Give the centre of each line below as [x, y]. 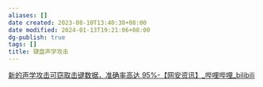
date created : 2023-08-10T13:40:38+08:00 [78, 23]
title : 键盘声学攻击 [38, 52]
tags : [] [23, 45]
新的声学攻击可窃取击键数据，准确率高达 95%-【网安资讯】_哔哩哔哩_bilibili [131, 75]
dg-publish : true [37, 37]
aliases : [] [28, 15]
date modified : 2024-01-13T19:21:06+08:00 [79, 30]
